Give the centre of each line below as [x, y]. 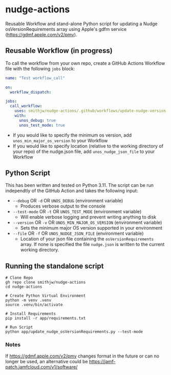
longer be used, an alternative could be [47, 361]
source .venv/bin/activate [34, 305]
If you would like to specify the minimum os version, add [72, 135]
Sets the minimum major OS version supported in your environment [91, 228]
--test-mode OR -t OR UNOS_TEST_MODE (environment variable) [77, 212]
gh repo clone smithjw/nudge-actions [46, 283]
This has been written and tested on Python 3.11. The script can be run [79, 185]
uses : [20, 111]
